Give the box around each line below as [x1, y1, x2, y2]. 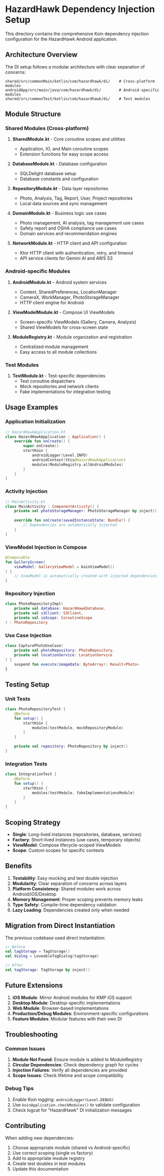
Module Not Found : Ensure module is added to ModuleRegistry [12, 1056, 143, 1062]
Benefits [5, 862, 32, 870]
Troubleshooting [5, 1030, 58, 1039]
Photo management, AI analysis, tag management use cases [19, 220, 145, 226]
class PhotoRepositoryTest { [5, 707, 66, 712]
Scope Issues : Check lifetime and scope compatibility [12, 1072, 124, 1078]
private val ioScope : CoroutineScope [14, 615, 93, 621]
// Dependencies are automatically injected [23, 523, 117, 528]
